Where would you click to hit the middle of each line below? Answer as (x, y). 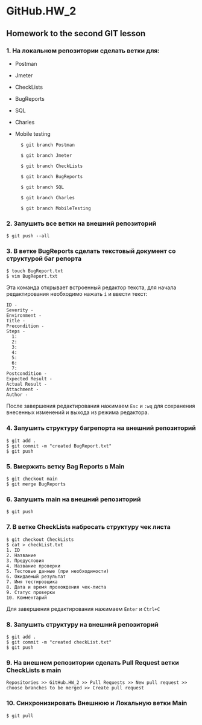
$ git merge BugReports (36, 484)
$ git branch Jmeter (46, 155)
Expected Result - (29, 379)
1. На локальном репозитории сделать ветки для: (83, 51)
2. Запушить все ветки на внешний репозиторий (81, 223)
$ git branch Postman (48, 145)
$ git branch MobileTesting (56, 208)
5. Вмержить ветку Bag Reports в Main (65, 466)
